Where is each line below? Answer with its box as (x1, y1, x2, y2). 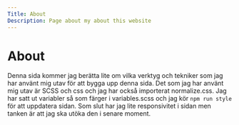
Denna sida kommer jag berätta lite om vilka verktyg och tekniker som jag (7, 71, 223, 80)
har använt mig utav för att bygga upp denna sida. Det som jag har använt (7, 79, 224, 88)
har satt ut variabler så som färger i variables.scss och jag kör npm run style (7, 94, 232, 103)
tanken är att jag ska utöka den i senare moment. (7, 109, 151, 118)
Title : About (7, 10, 46, 18)
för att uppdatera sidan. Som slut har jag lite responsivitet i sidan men (7, 101, 212, 111)
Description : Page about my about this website (7, 17, 152, 24)
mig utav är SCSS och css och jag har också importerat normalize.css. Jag (7, 86, 227, 95)
